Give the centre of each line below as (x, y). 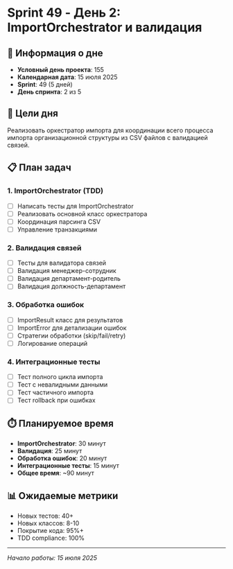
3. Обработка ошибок (46, 305)
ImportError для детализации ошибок (72, 328)
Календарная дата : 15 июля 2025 (67, 77)
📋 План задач (39, 168)
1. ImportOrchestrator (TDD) (55, 191)
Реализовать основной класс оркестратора (82, 213)
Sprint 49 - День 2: (64, 13)
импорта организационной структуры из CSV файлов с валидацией (107, 137)
